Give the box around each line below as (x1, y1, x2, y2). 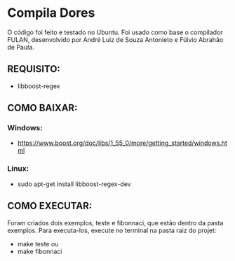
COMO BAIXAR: (7, 102, 78, 114)
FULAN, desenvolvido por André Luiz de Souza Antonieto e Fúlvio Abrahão (7, 35, 224, 43)
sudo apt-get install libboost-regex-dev (17, 180, 131, 188)
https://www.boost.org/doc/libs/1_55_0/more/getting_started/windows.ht (17, 139, 228, 148)
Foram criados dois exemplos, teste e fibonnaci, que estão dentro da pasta (7, 218, 224, 227)
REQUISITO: (7, 63, 61, 75)
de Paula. (7, 43, 35, 51)
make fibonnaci (17, 247, 62, 255)
